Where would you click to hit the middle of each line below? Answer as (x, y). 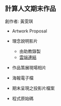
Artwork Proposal (30, 31)
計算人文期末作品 (30, 9)
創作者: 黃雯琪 (19, 21)
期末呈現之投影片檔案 (33, 88)
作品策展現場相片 (29, 67)
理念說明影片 (25, 41)
